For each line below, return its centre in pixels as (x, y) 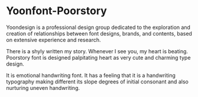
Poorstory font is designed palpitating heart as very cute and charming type (98, 57)
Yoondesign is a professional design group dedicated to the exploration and (98, 27)
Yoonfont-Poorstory (57, 11)
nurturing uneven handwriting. (43, 88)
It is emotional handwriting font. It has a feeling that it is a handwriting (91, 75)
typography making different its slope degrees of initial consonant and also (98, 82)
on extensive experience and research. (54, 40)
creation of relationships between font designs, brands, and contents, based (99, 33)
